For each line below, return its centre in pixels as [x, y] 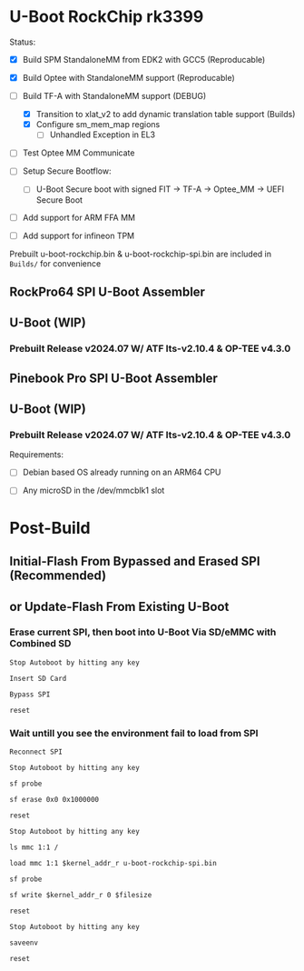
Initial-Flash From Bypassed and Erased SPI [135, 561]
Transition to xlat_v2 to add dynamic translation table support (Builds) [166, 115]
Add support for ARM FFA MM [79, 217]
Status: [23, 42]
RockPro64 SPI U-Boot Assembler [108, 292]
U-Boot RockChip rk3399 [107, 17]
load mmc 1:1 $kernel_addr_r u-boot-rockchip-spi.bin [113, 864]
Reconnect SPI [36, 752]
